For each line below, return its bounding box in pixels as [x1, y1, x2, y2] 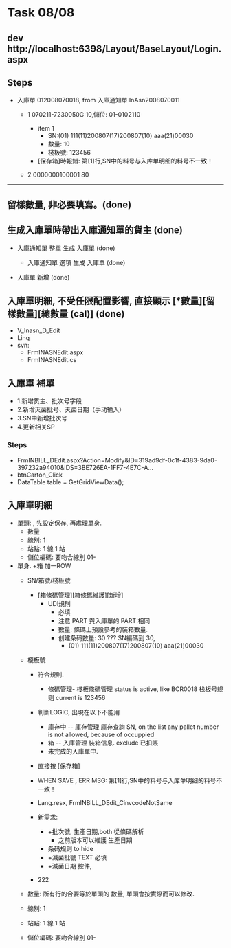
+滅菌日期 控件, [47, 862, 92, 870]
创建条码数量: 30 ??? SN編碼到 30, [58, 634, 156, 642]
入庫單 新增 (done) [16, 273, 70, 281]
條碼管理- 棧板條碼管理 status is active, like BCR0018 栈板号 [47, 685, 218, 693]
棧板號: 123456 [47, 148, 91, 157]
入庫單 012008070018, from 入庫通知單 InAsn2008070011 [16, 96, 180, 104]
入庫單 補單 [7, 377, 55, 389]
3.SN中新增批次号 [16, 414, 67, 422]
